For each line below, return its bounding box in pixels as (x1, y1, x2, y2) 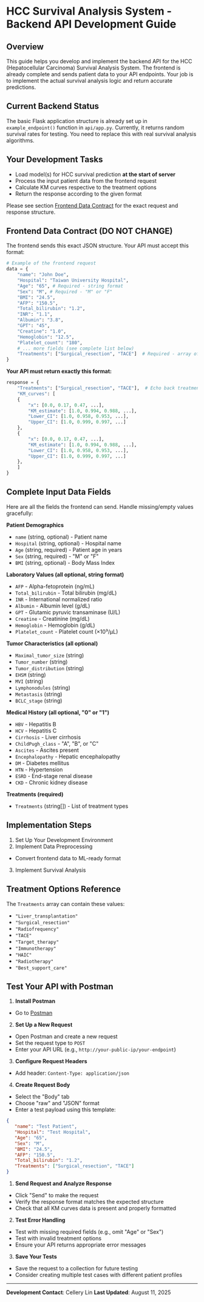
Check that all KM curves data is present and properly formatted (15, 1205, 177, 1212)
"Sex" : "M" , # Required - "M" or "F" (17, 288, 113, 295)
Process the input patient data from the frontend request (15, 177, 157, 184)
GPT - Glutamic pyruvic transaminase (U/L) (15, 608, 121, 616)
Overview (6, 41, 44, 52)
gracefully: (6, 509, 33, 517)
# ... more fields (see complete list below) (17, 345, 135, 352)
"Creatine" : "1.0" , (17, 328, 67, 334)
